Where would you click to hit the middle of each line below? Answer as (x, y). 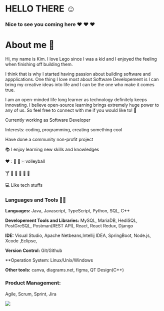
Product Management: (33, 283)
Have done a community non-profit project (49, 139)
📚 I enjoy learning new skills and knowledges (52, 149)
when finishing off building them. (39, 64)
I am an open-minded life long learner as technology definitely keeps (76, 100)
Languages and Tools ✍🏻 (36, 200)
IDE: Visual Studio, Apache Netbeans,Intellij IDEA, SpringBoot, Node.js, (78, 235)
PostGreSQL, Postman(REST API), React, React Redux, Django (69, 226)
